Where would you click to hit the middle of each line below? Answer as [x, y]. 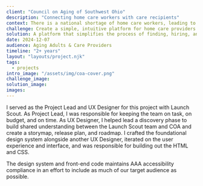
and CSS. [18, 152]
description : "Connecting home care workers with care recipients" [93, 17]
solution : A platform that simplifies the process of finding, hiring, [98, 34]
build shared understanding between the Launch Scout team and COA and [99, 126]
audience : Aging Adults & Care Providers [59, 46]
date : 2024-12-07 [28, 40]
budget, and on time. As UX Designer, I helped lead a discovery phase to [97, 120]
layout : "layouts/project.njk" [46, 57]
